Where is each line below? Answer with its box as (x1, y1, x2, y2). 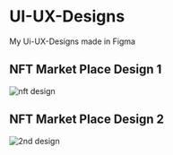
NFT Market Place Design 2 (9, 112, 164, 127)
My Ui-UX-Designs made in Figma (9, 36, 136, 47)
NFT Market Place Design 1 (9, 62, 162, 77)
